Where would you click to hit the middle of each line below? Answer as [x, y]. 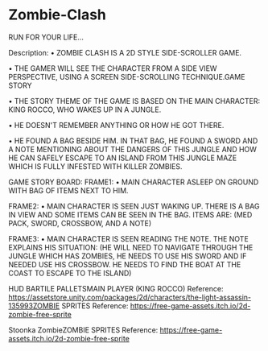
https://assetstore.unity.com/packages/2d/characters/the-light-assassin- [130, 297]
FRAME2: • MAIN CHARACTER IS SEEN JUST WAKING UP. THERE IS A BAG [134, 206]
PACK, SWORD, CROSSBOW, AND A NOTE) [80, 223]
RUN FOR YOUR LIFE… [46, 37]
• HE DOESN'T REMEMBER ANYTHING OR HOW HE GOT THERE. [116, 125]
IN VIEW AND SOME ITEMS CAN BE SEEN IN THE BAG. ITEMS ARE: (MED [130, 214]
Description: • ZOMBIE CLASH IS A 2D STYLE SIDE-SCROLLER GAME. [125, 52]
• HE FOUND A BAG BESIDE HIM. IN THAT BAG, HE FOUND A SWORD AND [133, 140]
